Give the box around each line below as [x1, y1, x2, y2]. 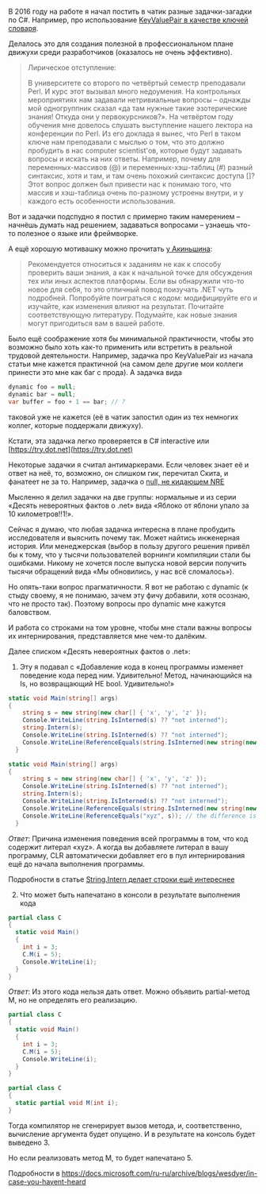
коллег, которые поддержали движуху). [8, 420, 144, 430]
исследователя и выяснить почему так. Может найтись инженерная [8, 532, 240, 543]
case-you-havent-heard [8, 1177, 86, 1186]
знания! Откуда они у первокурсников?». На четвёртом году [27, 112, 234, 122]
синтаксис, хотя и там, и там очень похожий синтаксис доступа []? [27, 171, 256, 180]
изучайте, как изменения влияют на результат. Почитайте [27, 302, 224, 311]
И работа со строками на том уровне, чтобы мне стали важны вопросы [8, 623, 252, 632]
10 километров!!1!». [8, 508, 74, 519]
